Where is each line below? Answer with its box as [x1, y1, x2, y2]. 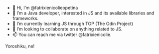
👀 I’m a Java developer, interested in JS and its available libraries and [12, 10, 155, 16]
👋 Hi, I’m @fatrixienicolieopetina [12, 5, 78, 10]
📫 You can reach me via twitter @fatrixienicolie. [12, 31, 112, 37]
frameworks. [12, 15, 39, 21]
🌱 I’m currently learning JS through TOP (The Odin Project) [12, 20, 134, 26]
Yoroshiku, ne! [5, 43, 35, 49]
